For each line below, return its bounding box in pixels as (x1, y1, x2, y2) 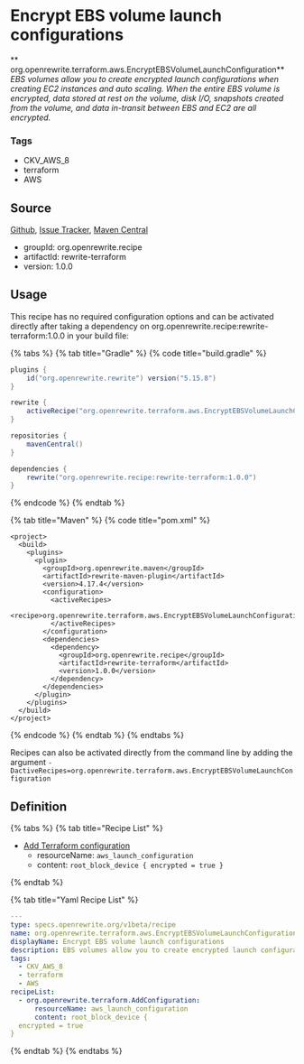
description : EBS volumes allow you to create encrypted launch (10, 945, 257, 955)
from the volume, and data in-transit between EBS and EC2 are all (10, 102, 257, 113)
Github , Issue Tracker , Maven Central (10, 225, 148, 236)
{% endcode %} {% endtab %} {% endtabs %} (10, 730, 184, 741)
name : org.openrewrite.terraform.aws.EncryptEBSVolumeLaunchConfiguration (10, 929, 298, 938)
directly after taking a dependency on (10, 320, 150, 331)
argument (10, 757, 47, 768)
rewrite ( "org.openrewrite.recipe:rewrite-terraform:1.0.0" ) (26, 473, 257, 482)
